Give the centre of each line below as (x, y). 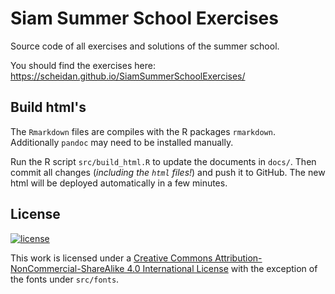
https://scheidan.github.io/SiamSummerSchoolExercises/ (128, 76)
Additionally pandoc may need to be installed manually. (122, 142)
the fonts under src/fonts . (65, 279)
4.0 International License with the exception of (222, 268)
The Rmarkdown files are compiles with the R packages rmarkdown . (143, 131)
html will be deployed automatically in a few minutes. (119, 183)
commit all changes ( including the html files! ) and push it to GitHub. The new (168, 172)
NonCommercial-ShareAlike (67, 268)
